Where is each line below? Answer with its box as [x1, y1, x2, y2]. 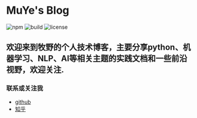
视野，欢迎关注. [6, 65, 65, 75]
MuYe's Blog [6, 4, 70, 17]
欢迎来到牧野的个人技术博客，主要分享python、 [6, 43, 183, 53]
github [14, 98, 31, 105]
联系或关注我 [6, 84, 44, 93]
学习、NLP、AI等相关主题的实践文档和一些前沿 [14, 53, 187, 63]
